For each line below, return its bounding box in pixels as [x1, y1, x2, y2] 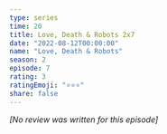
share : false [9, 89, 59, 98]
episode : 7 [9, 64, 51, 73]
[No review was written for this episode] [9, 114, 159, 125]
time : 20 [9, 22, 42, 31]
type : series [9, 13, 59, 23]
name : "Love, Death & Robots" [9, 47, 124, 56]
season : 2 [9, 55, 47, 64]
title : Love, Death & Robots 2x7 [9, 30, 135, 39]
